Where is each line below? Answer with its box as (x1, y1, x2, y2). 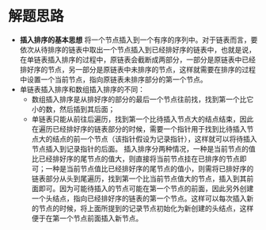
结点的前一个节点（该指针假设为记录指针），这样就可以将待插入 (52, 134, 257, 144)
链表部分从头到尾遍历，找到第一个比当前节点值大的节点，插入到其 (31, 174, 247, 183)
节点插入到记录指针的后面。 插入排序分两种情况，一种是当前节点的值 (31, 144, 256, 153)
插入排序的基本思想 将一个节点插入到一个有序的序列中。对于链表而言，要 (19, 35, 258, 44)
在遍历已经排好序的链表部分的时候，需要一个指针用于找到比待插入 (31, 124, 247, 133)
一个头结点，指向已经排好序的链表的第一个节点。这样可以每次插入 (31, 194, 247, 203)
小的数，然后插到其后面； (31, 104, 116, 113)
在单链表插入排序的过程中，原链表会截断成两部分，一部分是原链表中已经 (19, 55, 256, 64)
